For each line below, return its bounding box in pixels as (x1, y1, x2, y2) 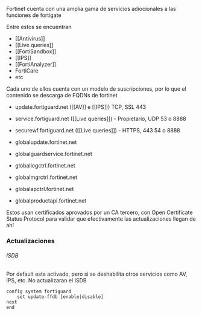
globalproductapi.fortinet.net (14, 197, 87, 204)
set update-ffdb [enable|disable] (17, 294, 104, 300)
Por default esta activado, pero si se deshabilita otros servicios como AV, (6, 270, 188, 278)
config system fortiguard (6, 288, 71, 295)
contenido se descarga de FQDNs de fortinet (6, 92, 118, 99)
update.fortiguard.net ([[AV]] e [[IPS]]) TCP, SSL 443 (14, 103, 147, 111)
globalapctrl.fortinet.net (14, 186, 74, 192)
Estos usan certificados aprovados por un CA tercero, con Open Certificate (6, 209, 193, 216)
